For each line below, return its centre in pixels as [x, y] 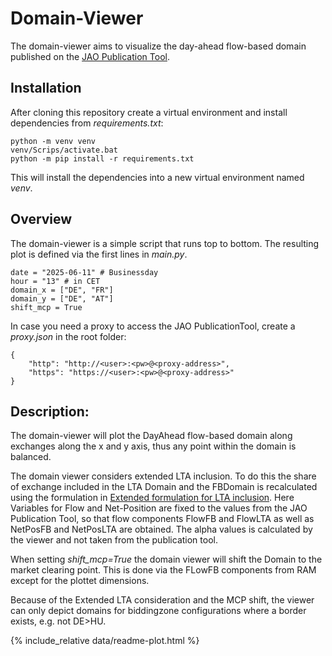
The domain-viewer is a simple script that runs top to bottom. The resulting [165, 243]
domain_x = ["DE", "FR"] [62, 290]
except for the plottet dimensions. [80, 581]
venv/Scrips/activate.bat [64, 150]
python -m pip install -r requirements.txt [102, 158]
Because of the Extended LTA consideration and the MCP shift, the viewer [162, 600]
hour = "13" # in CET [55, 281]
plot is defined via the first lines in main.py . [99, 254]
